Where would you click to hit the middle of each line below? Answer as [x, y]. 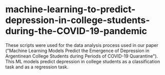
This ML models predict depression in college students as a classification [83, 61]
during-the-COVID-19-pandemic [76, 31]
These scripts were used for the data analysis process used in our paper [82, 45]
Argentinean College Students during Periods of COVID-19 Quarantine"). [82, 56]
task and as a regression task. [37, 67]
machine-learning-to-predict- [70, 9]
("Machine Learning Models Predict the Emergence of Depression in [77, 51]
